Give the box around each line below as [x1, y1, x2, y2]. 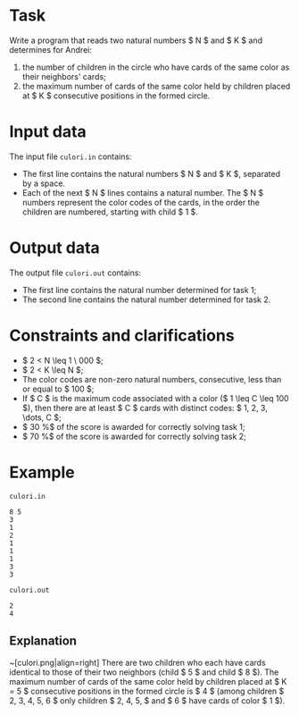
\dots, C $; [21, 412, 62, 423]
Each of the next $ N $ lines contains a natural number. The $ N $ [21, 187, 264, 198]
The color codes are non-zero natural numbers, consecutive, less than [21, 374, 282, 384]
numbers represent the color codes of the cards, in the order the [21, 197, 261, 207]
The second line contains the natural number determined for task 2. [21, 294, 271, 305]
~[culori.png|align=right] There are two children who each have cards [9, 657, 266, 668]
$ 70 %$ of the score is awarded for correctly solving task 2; [21, 431, 247, 442]
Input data [9, 122, 87, 142]
